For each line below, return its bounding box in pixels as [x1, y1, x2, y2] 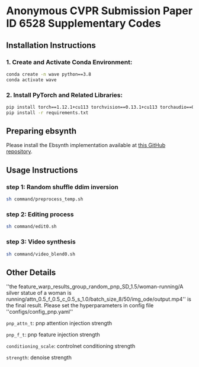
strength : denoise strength [6, 354, 72, 361]
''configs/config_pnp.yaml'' [6, 308, 73, 316]
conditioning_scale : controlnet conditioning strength [6, 343, 136, 350]
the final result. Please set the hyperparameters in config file [6, 302, 154, 309]
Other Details [6, 267, 56, 277]
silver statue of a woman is [6, 290, 72, 297]
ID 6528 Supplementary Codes [6, 17, 161, 30]
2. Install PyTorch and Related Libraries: [6, 90, 123, 99]
